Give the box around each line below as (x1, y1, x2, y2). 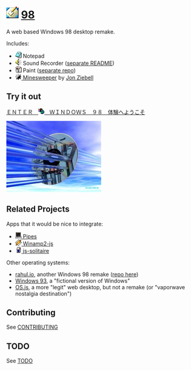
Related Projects (6, 204, 70, 215)
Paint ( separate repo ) (22, 67, 76, 74)
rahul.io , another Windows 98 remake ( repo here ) (15, 271, 139, 278)
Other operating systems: (6, 258, 70, 266)
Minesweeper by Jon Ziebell (22, 73, 94, 81)
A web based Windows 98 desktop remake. (6, 28, 115, 35)
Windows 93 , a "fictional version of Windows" (15, 277, 130, 284)
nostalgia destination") (15, 290, 72, 297)
